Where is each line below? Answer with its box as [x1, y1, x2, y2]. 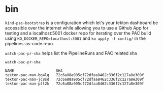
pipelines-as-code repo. [5, 40, 54, 46]
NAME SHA [5, 68, 63, 73]
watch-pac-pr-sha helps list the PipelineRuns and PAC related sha [5, 50, 137, 56]
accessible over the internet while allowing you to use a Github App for [5, 25, 149, 30]
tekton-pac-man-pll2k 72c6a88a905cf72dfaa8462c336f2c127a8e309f [5, 81, 144, 86]
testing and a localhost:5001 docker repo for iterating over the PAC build [5, 30, 152, 36]
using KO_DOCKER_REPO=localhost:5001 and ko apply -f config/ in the [5, 35, 146, 41]
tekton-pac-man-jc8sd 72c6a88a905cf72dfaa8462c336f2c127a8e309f [5, 77, 144, 82]
